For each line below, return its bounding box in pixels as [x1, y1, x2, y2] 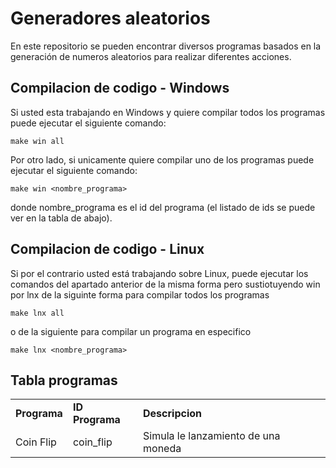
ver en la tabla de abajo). [10, 212, 113, 224]
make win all [10, 136, 65, 146]
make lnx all [10, 308, 65, 318]
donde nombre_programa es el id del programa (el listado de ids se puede [10, 201, 316, 213]
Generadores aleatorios [10, 7, 211, 30]
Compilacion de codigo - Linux [10, 241, 205, 258]
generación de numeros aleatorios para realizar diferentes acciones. [10, 50, 292, 62]
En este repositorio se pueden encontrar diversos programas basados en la [10, 40, 322, 52]
